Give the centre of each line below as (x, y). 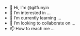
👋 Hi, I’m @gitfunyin (29, 8)
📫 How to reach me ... (32, 28)
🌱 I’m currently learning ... (35, 18)
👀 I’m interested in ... (30, 13)
